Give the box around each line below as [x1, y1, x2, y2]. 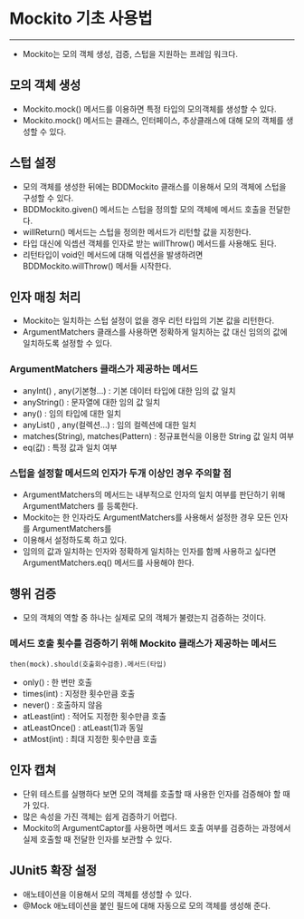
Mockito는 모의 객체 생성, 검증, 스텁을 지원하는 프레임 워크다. [22, 48, 238, 59]
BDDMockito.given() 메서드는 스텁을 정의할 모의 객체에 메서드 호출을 [22, 203, 267, 214]
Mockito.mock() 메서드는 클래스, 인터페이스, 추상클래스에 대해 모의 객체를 [22, 114, 284, 125]
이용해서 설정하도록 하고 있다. [22, 534, 128, 545]
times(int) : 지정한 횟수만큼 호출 [22, 689, 136, 699]
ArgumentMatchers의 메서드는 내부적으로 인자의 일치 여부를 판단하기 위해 [22, 489, 286, 500]
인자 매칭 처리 [9, 289, 81, 305]
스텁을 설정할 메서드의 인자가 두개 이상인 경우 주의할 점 [9, 466, 233, 479]
